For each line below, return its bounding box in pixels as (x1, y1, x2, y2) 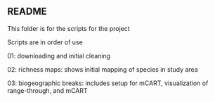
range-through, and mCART (7, 86, 88, 94)
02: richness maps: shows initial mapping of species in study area (7, 65, 198, 73)
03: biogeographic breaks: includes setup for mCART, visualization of (7, 79, 209, 87)
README (7, 6, 47, 18)
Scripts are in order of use (7, 38, 83, 46)
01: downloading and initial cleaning (7, 51, 111, 60)
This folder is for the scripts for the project (7, 24, 130, 32)
